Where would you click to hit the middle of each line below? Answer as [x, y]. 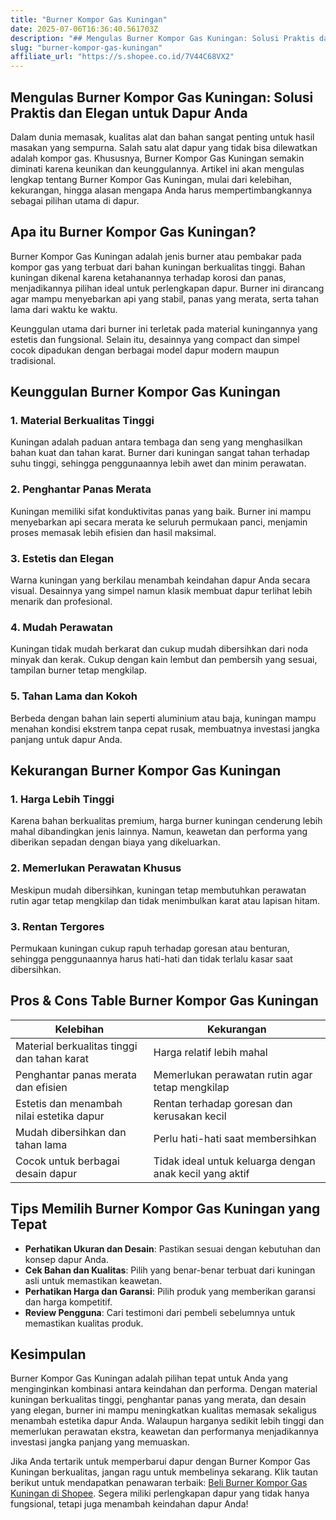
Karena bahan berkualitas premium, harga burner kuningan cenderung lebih [166, 821]
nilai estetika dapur [60, 1116]
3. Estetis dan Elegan [62, 558]
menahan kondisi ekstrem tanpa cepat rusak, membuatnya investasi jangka [165, 728]
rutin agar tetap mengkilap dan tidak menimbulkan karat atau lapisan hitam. [165, 900]
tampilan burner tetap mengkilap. [79, 670]
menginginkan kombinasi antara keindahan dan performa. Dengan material [164, 1389]
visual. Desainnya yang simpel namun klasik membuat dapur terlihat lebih [161, 591]
